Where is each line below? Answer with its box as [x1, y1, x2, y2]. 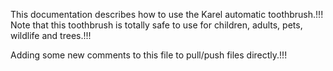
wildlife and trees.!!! [10, 30, 92, 41]
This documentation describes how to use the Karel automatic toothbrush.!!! [10, 9, 324, 20]
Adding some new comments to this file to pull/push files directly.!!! [10, 49, 288, 61]
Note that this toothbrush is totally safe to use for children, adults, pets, [10, 19, 303, 31]
